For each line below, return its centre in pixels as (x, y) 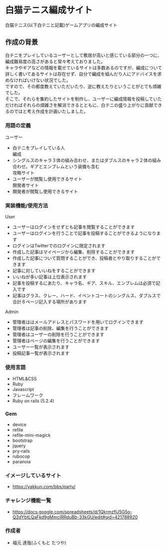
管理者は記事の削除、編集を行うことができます (60, 328)
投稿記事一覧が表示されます (41, 353)
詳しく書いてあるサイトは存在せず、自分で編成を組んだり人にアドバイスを (81, 74)
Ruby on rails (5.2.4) (33, 401)
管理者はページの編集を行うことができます (56, 341)
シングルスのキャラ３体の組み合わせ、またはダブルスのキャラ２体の (82, 161)
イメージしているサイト (33, 475)
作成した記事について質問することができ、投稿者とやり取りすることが (84, 258)
